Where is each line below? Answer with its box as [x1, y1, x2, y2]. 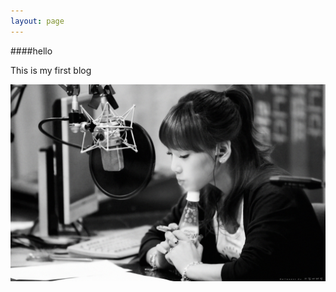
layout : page [10, 16, 65, 26]
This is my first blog [10, 64, 92, 76]
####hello [10, 45, 53, 57]
